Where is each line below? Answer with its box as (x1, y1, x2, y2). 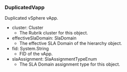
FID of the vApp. (19, 51, 53, 57)
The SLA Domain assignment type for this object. (19, 61, 121, 68)
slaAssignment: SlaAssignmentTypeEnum (11, 56, 98, 62)
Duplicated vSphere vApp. (4, 15, 58, 21)
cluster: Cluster (11, 25, 43, 31)
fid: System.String (11, 46, 49, 52)
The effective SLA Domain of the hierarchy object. (19, 40, 123, 46)
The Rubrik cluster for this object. (19, 30, 88, 36)
